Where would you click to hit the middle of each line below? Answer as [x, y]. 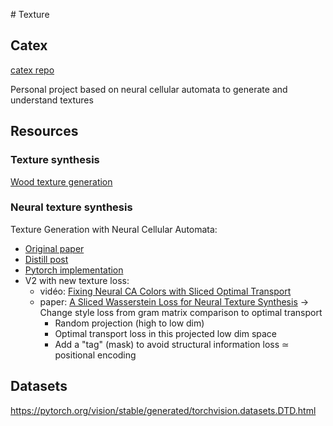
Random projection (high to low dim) [129, 323]
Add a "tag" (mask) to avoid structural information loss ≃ [172, 344]
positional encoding [95, 355]
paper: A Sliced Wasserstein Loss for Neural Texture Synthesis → [174, 301]
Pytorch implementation [74, 270]
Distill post [46, 259]
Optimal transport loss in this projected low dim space [165, 333]
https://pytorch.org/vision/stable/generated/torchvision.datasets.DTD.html [163, 410]
